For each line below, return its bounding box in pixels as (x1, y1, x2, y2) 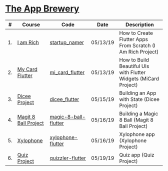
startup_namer (49, 38, 84, 45)
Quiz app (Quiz (119, 151, 154, 158)
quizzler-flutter (49, 154, 86, 161)
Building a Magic (119, 110, 158, 117)
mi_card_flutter (49, 68, 85, 75)
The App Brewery (5, 3, 79, 14)
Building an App (119, 89, 156, 96)
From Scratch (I (119, 42, 156, 49)
